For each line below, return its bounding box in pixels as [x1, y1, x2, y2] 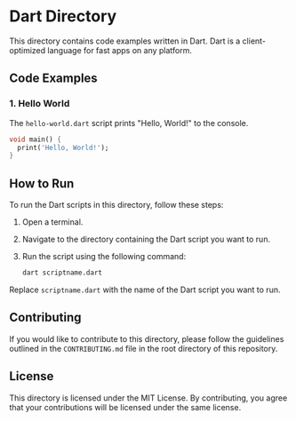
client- [242, 36, 267, 46]
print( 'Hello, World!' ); [17, 143, 109, 152]
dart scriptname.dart [21, 268, 102, 277]
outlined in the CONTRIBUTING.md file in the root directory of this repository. [9, 343, 278, 353]
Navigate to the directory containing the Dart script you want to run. [21, 234, 271, 245]
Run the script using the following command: [21, 251, 187, 262]
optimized [9, 44, 46, 55]
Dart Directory [9, 6, 117, 27]
